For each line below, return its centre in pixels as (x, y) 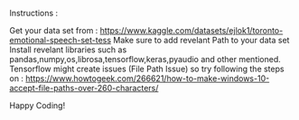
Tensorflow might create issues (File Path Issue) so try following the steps (147, 69)
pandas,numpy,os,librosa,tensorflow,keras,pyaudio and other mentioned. (145, 59)
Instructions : (34, 13)
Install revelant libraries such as (68, 50)
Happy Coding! (37, 106)
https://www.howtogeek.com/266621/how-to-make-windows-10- (148, 78)
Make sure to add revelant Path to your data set (201, 40)
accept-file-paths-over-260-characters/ (84, 88)
